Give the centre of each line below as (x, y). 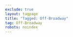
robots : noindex (21, 27)
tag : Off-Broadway (24, 23)
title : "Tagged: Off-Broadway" (37, 18)
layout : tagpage (21, 14)
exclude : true (19, 9)
